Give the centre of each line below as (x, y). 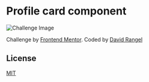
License (21, 58)
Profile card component (66, 11)
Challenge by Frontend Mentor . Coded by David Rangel (74, 39)
